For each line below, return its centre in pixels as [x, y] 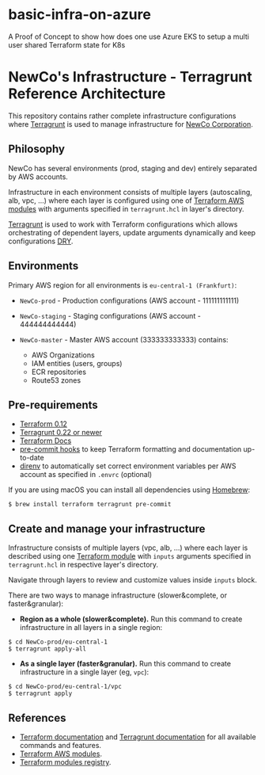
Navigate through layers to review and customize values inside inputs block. [132, 580]
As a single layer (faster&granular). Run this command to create [125, 664]
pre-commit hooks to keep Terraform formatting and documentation [131, 449]
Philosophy [37, 149]
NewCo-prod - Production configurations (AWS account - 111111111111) [129, 300]
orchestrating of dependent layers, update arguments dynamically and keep [132, 232]
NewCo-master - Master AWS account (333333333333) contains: [124, 339]
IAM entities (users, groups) [77, 363]
